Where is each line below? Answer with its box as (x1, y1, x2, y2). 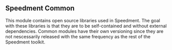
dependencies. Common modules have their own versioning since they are (5, 28, 164, 34)
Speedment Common (5, 4, 75, 13)
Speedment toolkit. (5, 39, 45, 45)
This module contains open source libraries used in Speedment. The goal (5, 17, 160, 23)
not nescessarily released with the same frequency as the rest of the (5, 33, 150, 39)
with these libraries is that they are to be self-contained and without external (5, 23, 167, 29)
